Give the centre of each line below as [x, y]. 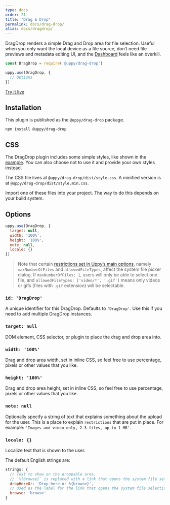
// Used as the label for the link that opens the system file [78, 488]
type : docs [17, 10]
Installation [23, 108]
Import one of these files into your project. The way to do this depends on [82, 193]
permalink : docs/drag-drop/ [35, 24]
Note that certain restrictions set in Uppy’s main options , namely [84, 264]
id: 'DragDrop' [24, 298]
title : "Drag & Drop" [28, 19]
